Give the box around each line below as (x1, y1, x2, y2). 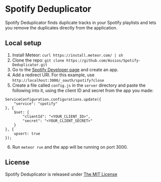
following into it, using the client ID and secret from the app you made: (12, 87, 154, 93)
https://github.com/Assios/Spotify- (66, 58, 141, 63)
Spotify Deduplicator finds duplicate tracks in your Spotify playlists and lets (5, 20, 157, 25)
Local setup (5, 39, 41, 47)
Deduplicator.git (12, 62, 48, 67)
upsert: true (14, 131, 40, 136)
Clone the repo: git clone (12, 57, 64, 63)
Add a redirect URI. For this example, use (12, 72, 95, 78)
